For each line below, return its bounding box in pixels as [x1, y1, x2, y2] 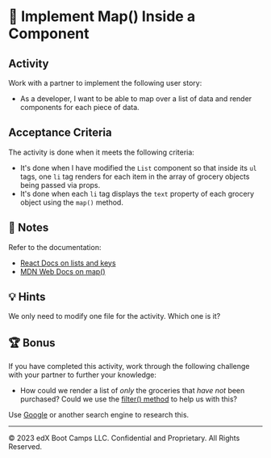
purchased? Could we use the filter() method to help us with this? [19, 394, 238, 404]
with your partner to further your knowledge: [8, 370, 157, 380]
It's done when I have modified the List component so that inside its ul [19, 163, 257, 172]
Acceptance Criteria [8, 125, 112, 140]
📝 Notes [8, 221, 49, 235]
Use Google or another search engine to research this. [8, 410, 190, 420]
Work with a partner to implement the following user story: [8, 78, 202, 87]
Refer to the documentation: [8, 242, 102, 252]
